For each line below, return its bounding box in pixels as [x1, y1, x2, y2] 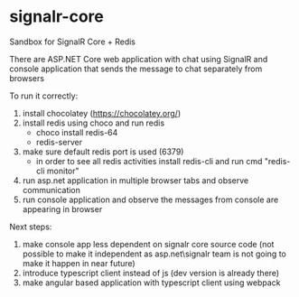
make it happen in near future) [22, 257, 135, 268]
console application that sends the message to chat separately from [9, 63, 263, 74]
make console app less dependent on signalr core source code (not [22, 238, 275, 249]
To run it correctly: [9, 90, 79, 101]
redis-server [35, 136, 83, 147]
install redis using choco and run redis [22, 117, 165, 128]
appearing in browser [22, 203, 103, 214]
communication [22, 184, 81, 195]
